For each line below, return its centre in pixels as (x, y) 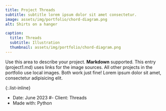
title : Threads (26, 38)
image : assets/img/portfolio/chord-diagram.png (56, 19)
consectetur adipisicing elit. (34, 78)
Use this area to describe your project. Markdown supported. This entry (80, 62)
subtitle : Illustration (35, 43)
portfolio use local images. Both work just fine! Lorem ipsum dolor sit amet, (83, 72)
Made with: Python (32, 103)
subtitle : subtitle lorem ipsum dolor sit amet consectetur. (71, 15)
